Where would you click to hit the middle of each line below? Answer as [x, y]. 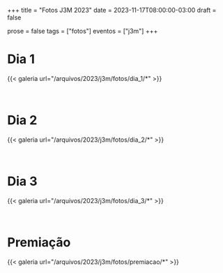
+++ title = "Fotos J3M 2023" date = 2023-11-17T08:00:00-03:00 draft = [112, 10]
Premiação [39, 242]
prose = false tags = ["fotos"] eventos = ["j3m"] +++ [83, 31]
